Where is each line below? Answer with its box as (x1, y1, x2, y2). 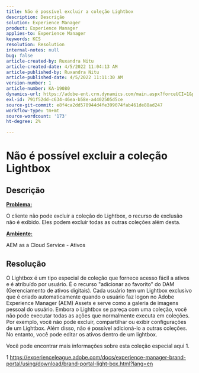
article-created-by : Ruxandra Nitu (6, 58, 94, 64)
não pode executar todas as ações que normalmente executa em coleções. (6, 312, 190, 319)
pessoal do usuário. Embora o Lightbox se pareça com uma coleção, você (6, 306, 187, 313)
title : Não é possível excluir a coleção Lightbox (6, 8, 134, 15)
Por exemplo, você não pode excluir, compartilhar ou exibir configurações (6, 318, 187, 325)
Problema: (6, 201, 33, 208)
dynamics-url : (6, 91, 41, 97)
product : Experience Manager (6, 25, 78, 31)
